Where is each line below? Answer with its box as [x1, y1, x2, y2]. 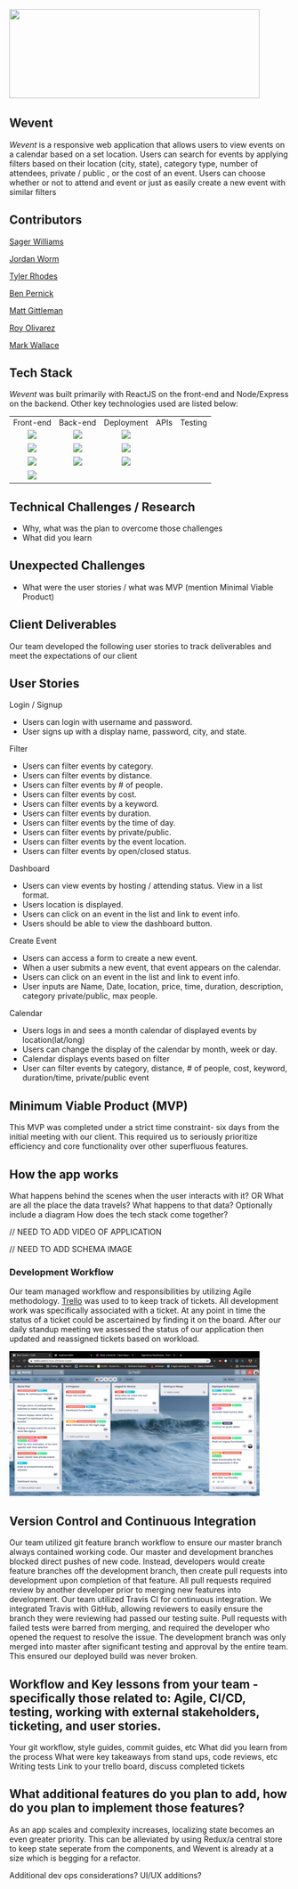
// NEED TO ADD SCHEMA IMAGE [9, 1244, 133, 1255]
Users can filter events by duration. [21, 808, 151, 818]
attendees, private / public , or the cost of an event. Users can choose [9, 167, 266, 178]
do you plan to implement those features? [9, 1801, 246, 1816]
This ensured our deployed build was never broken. [9, 1651, 198, 1662]
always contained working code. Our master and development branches [9, 1547, 274, 1558]
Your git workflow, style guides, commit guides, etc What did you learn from [9, 1741, 287, 1753]
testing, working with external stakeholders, [9, 1705, 260, 1720]
